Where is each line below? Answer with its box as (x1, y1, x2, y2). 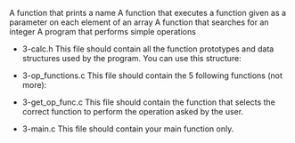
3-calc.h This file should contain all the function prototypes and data (21, 44, 275, 54)
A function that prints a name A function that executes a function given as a (9, 8, 287, 18)
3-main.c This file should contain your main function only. (21, 123, 234, 134)
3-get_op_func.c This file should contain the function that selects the (21, 97, 276, 107)
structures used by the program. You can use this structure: (21, 53, 242, 63)
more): (21, 80, 47, 90)
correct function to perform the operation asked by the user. (21, 107, 243, 116)
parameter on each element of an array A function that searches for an (9, 17, 269, 28)
